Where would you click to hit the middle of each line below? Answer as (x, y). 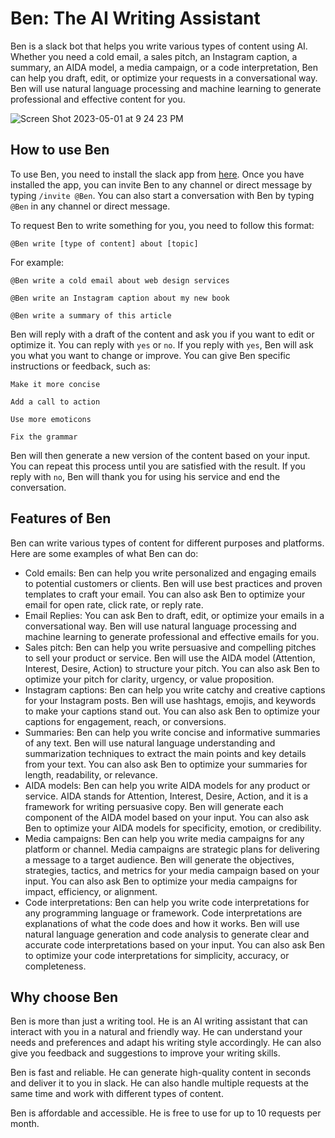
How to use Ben (60, 150)
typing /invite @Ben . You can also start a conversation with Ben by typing (162, 195)
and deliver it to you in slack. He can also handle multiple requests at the (160, 1083)
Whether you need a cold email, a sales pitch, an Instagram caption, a (154, 56)
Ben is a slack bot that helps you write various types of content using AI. (159, 46)
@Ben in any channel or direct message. (90, 206)
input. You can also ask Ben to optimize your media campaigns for (161, 881)
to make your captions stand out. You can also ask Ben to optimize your (172, 711)
